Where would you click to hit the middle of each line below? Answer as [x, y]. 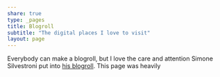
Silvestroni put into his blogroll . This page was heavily [84, 66]
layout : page [26, 39]
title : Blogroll [31, 26]
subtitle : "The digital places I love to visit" [79, 33]
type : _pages [26, 20]
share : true [24, 13]
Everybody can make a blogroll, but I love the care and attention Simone [110, 58]
